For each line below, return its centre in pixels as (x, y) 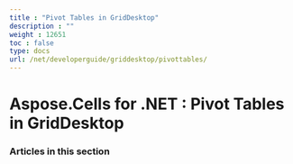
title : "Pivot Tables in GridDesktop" (84, 18)
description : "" (42, 26)
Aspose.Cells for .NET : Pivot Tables (147, 104)
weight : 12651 (38, 34)
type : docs (30, 51)
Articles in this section (60, 151)
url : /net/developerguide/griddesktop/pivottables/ (108, 59)
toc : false (32, 43)
